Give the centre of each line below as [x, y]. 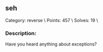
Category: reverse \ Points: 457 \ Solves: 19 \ [52, 20]
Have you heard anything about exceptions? [51, 44]
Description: [21, 33]
